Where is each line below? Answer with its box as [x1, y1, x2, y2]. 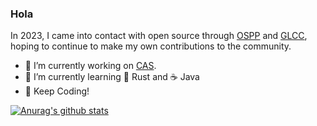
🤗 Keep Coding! [24, 85, 90, 97]
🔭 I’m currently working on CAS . [24, 60, 157, 72]
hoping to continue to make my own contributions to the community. [10, 40, 292, 52]
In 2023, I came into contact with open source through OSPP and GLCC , [10, 30, 308, 42]
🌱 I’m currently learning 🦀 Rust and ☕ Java [24, 71, 200, 83]
